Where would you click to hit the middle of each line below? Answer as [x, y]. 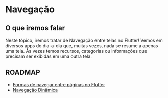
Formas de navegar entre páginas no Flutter [59, 84]
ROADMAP [23, 72]
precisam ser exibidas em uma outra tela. [49, 56]
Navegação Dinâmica [35, 90]
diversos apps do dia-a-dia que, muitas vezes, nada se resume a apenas [82, 46]
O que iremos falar [35, 28]
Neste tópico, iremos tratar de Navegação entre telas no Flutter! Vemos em [84, 40]
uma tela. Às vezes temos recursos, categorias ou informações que [76, 51]
